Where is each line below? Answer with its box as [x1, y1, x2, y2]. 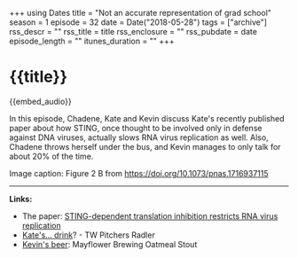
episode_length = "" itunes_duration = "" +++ [9, 35, 175, 46]
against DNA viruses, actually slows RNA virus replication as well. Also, [9, 132, 269, 143]
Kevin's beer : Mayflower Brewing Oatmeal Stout [21, 238, 198, 249]
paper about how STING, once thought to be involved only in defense [9, 122, 263, 133]
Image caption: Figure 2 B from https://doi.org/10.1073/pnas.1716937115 [9, 168, 269, 178]
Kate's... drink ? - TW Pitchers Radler [21, 230, 155, 240]
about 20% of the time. [9, 151, 94, 161]
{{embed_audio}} [9, 96, 73, 106]
